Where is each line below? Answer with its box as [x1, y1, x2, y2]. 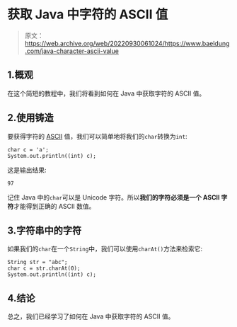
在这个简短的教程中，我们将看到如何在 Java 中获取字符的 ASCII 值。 [7, 89, 206, 98]
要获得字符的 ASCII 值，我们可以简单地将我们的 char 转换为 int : [7, 132, 187, 140]
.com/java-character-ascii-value [24, 47, 119, 55]
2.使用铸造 [7, 112, 54, 124]
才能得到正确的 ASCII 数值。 [13, 202, 96, 210]
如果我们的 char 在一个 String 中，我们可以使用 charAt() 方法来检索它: [7, 245, 203, 253]
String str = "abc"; [7, 259, 69, 266]
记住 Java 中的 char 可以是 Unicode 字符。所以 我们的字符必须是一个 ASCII [7, 193, 220, 202]
